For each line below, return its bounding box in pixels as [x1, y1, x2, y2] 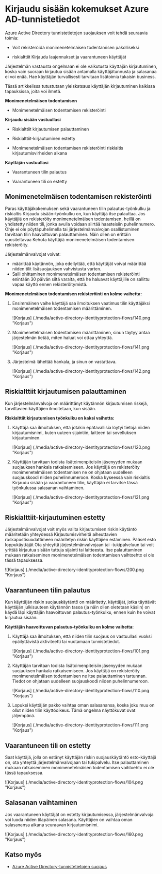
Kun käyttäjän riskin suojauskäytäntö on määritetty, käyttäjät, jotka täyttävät [5, 599, 156, 605]
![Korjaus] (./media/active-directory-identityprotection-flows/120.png [12, 444, 150, 450]
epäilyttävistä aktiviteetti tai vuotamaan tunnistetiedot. [12, 639, 120, 645]
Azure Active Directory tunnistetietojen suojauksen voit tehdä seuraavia [5, 30, 148, 36]
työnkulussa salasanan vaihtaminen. [12, 485, 85, 491]
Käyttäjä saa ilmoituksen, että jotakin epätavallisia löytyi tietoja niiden [12, 424, 150, 430]
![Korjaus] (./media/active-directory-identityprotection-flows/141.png [12, 344, 149, 350]
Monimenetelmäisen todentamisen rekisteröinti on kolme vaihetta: [5, 291, 142, 297]
